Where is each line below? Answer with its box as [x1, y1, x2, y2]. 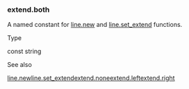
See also [7, 61, 33, 69]
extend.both [7, 5, 50, 14]
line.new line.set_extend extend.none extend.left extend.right [7, 74, 175, 82]
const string [7, 47, 42, 56]
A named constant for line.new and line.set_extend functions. [7, 21, 183, 29]
